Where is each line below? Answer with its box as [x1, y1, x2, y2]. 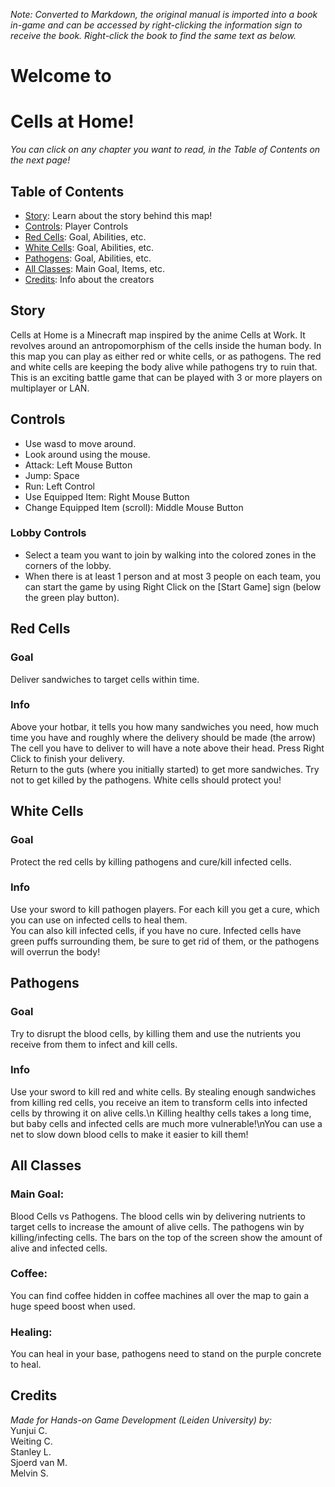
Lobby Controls [10, 526, 87, 540]
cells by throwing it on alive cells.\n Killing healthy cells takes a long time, [10, 1107, 312, 1119]
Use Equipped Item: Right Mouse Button [24, 490, 190, 503]
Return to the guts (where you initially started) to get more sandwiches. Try [10, 763, 320, 775]
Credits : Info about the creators [24, 273, 155, 285]
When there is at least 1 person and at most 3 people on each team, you [24, 570, 322, 582]
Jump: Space [24, 469, 80, 481]
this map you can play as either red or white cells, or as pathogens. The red [10, 350, 322, 362]
